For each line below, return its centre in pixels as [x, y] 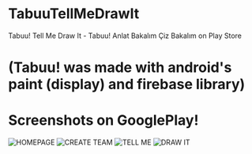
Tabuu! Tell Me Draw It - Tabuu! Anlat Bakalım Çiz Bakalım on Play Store [125, 36]
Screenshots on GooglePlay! [103, 120]
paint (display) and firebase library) [127, 85]
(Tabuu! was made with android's [120, 68]
